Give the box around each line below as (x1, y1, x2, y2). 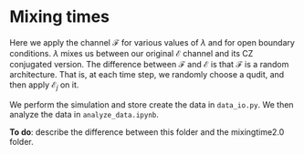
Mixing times (9, 6, 110, 27)
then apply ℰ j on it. (9, 79, 79, 92)
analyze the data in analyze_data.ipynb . (9, 108, 160, 119)
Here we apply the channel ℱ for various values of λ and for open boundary (9, 36, 295, 47)
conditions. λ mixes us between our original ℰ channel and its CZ (9, 47, 254, 58)
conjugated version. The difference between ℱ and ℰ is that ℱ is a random (9, 58, 289, 69)
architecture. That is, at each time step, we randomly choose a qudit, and (9, 68, 285, 79)
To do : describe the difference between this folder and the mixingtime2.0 (9, 126, 285, 138)
